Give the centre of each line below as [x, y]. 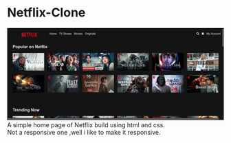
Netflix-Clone [46, 13]
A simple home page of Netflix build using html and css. [86, 125]
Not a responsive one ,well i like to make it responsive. [84, 133]
